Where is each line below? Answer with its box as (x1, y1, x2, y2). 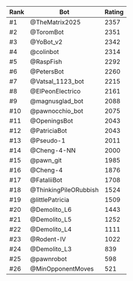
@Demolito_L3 (30, 245, 72, 253)
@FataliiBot (30, 176, 62, 184)
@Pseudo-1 (30, 137, 66, 144)
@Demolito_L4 (30, 225, 72, 233)
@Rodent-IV (30, 235, 66, 243)
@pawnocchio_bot (30, 107, 83, 115)
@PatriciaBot (30, 127, 68, 135)
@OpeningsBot (30, 117, 74, 125)
